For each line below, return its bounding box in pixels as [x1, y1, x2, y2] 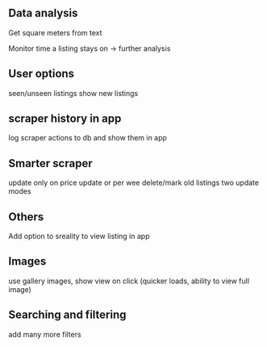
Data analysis [8, 6, 78, 20]
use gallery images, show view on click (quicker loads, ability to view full [8, 276, 250, 286]
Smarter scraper [8, 157, 93, 170]
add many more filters [8, 329, 82, 339]
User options [8, 67, 75, 81]
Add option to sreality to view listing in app [8, 232, 150, 241]
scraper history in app [8, 112, 122, 126]
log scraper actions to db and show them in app [8, 133, 168, 143]
